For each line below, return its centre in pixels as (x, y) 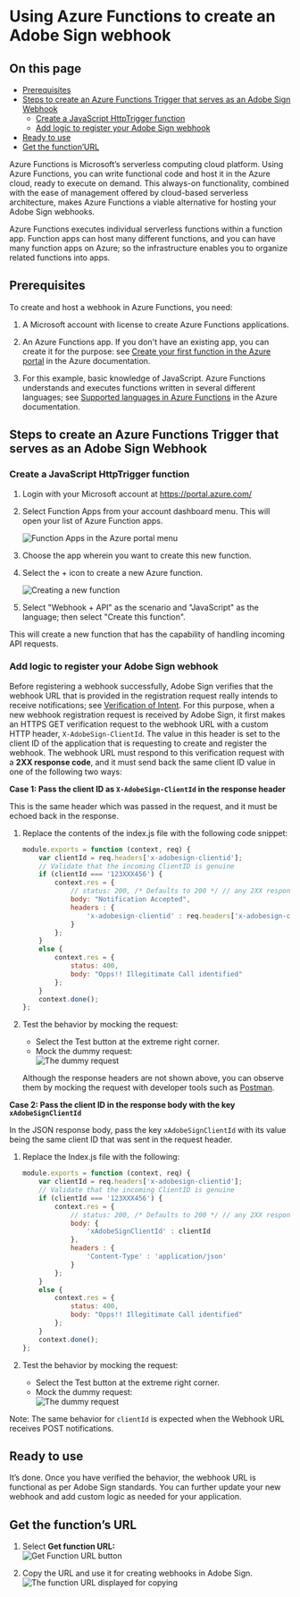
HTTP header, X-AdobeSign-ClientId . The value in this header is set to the (145, 733)
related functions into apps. (60, 258)
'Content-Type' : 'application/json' (156, 1257)
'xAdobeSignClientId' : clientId (149, 1231)
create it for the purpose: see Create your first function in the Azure (146, 351)
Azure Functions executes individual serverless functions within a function (146, 229)
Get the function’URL (61, 147)
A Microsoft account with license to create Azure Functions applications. (155, 325)
